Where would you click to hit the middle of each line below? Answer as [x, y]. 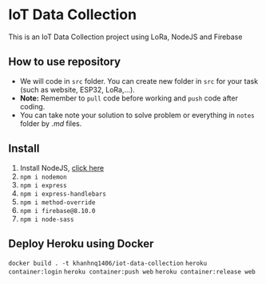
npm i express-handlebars [63, 194]
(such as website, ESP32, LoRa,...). [77, 89]
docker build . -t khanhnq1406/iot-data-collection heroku [108, 264]
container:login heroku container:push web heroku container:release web [132, 272]
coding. [32, 106]
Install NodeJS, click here [62, 168]
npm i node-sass [47, 219]
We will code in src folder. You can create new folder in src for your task [139, 81]
